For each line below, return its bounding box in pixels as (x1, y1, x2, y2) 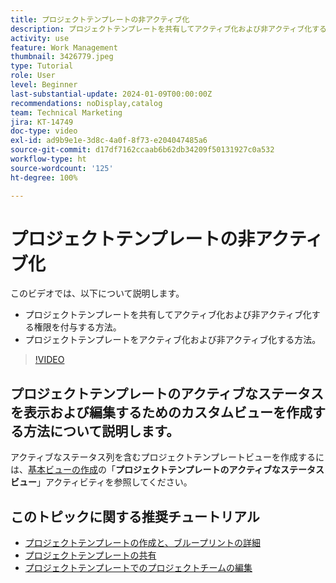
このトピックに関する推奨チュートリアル (10, 508, 260, 525)
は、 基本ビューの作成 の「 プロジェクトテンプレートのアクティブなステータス (10, 464, 325, 476)
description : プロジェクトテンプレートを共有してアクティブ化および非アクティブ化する (10, 24, 327, 34)
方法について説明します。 (23, 422, 180, 440)
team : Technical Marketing (10, 107, 123, 118)
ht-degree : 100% (10, 172, 78, 183)
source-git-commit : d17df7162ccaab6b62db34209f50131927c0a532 (10, 145, 275, 155)
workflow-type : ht (10, 154, 87, 164)
